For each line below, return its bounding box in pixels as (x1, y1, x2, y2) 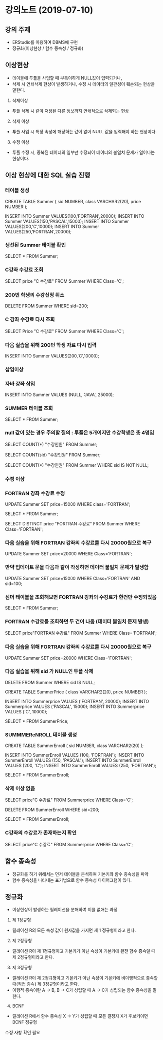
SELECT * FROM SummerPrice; (5, 718, 69, 724)
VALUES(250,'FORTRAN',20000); (5, 229, 72, 234)
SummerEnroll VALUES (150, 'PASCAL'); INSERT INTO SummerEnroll (5, 757, 142, 763)
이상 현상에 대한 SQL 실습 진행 (5, 171, 91, 180)
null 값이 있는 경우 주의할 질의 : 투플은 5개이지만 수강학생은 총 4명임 (5, 429, 154, 436)
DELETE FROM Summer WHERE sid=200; (5, 303, 89, 309)
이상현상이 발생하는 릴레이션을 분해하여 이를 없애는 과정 (12, 907, 118, 913)
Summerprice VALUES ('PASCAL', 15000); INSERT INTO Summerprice (5, 704, 145, 709)
